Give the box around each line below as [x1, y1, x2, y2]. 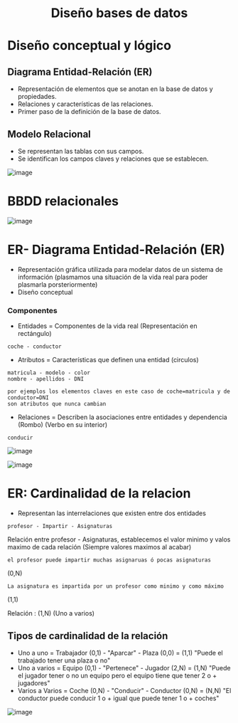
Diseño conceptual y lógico [7, 38, 172, 54]
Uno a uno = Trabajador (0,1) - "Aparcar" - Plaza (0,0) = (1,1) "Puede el [17, 648, 223, 657]
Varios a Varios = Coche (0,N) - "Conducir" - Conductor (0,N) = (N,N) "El [17, 686, 232, 695]
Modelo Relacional [7, 128, 91, 140]
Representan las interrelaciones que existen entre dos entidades [17, 509, 206, 517]
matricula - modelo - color [7, 369, 91, 376]
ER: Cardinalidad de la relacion [7, 485, 191, 502]
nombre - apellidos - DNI [7, 376, 84, 383]
